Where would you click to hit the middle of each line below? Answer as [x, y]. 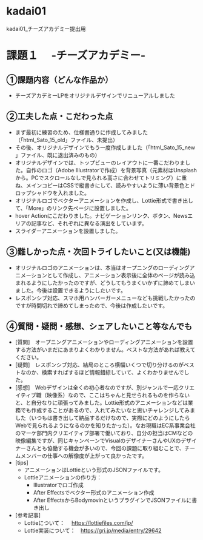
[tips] [22, 463]
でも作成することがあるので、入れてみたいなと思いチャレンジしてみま [108, 410]
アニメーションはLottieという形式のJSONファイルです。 [94, 470]
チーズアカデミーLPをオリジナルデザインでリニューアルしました [95, 95]
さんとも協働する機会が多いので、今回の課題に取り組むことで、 [105, 448]
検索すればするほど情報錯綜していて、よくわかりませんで [113, 373]
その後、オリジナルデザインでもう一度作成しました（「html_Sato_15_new [105, 147]
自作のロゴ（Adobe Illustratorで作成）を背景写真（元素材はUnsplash [111, 170]
